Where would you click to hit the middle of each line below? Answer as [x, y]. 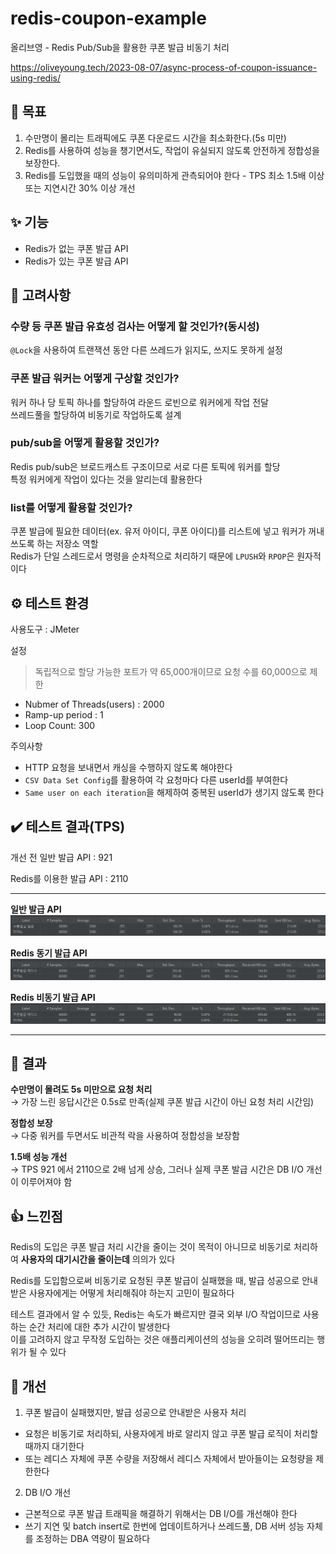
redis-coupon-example [108, 18]
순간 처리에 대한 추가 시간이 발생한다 [99, 1327]
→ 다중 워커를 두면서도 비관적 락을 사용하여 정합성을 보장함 [125, 1136]
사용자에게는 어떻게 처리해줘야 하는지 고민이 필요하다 [131, 1293]
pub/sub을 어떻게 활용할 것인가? [85, 443]
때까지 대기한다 [54, 1446]
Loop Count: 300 [60, 725]
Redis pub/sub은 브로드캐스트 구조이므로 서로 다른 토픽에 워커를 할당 [145, 466]
